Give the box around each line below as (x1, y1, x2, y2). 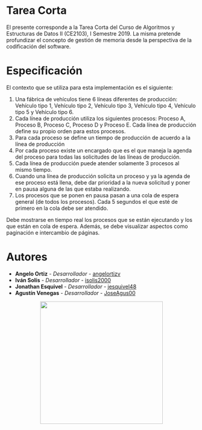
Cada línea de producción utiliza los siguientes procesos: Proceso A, (14, 115, 186, 122)
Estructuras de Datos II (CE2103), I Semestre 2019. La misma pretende (6, 30, 181, 37)
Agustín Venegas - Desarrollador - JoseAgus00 (14, 289, 136, 296)
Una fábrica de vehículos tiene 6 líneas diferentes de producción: (14, 95, 178, 103)
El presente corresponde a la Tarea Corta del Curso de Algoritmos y (6, 24, 175, 31)
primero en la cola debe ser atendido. (14, 204, 109, 212)
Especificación (6, 64, 83, 78)
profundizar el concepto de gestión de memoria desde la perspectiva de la (6, 36, 192, 43)
